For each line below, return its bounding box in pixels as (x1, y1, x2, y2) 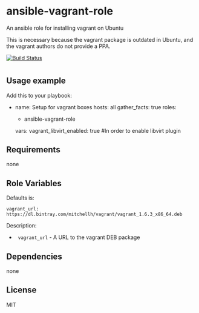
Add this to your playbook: (6, 92, 73, 99)
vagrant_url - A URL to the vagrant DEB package (18, 234, 140, 241)
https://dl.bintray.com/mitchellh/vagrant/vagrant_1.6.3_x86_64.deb (6, 211, 183, 218)
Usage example (6, 76, 67, 86)
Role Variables (6, 178, 62, 189)
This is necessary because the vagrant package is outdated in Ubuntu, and (6, 36, 194, 43)
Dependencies (6, 251, 62, 261)
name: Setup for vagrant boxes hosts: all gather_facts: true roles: (15, 103, 177, 110)
